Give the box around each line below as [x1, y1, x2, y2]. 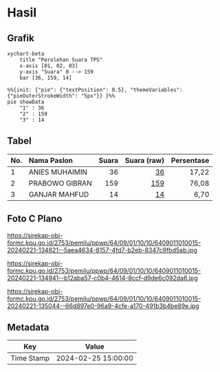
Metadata [7, 322, 49, 333]
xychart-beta [7, 50, 45, 57]
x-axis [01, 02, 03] [19, 63, 78, 69]
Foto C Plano [7, 213, 63, 225]
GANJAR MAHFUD [28, 189, 89, 199]
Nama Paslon [28, 155, 74, 165]
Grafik [7, 32, 34, 44]
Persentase [170, 155, 210, 165]
